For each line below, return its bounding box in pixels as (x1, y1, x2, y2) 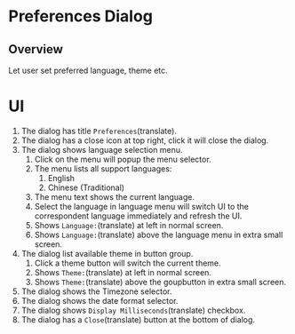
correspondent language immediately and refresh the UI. (34, 211, 243, 221)
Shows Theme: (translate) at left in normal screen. (34, 266, 212, 277)
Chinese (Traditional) (47, 182, 125, 193)
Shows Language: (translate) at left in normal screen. (34, 219, 224, 230)
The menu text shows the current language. (34, 191, 195, 202)
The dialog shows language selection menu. (20, 144, 183, 155)
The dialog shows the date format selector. (20, 295, 179, 306)
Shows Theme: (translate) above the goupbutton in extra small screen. (34, 276, 286, 287)
